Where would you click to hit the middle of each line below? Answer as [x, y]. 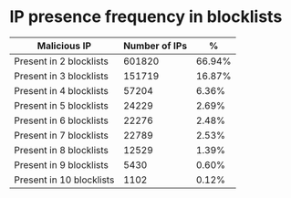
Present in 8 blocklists [62, 150]
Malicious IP [64, 46]
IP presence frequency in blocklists [146, 17]
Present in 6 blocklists [62, 120]
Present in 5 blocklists [62, 105]
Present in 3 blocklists [62, 76]
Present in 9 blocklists [62, 164]
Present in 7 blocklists [62, 135]
